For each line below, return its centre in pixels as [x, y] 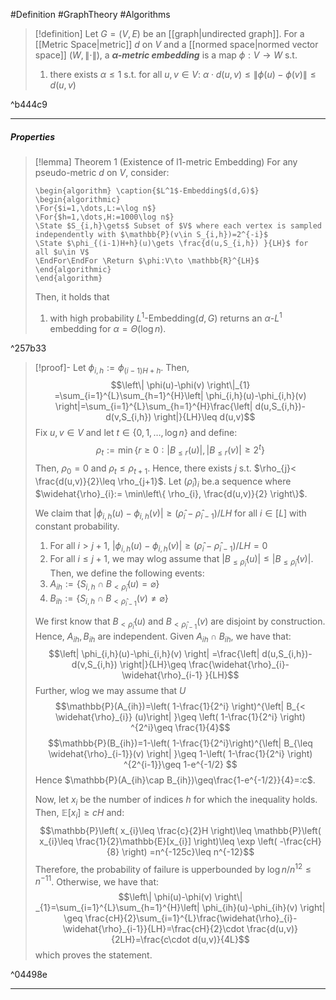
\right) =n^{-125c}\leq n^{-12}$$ [188, 851]
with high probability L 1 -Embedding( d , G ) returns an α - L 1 [166, 317]
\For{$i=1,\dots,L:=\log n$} [95, 208]
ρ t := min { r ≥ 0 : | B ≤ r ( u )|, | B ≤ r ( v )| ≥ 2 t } [180, 450]
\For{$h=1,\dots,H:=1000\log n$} [104, 217]
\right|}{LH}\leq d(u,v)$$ [204, 417]
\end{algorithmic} [73, 269]
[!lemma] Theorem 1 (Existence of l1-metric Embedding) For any [166, 161]
